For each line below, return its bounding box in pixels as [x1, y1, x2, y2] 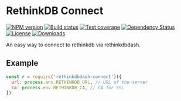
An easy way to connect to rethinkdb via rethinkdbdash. [6, 41, 141, 48]
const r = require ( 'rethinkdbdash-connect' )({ [6, 73, 122, 80]
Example [6, 58, 39, 68]
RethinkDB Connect [6, 4, 104, 18]
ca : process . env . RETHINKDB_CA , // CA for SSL [11, 85, 125, 90]
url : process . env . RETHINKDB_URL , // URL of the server [11, 79, 148, 85]
